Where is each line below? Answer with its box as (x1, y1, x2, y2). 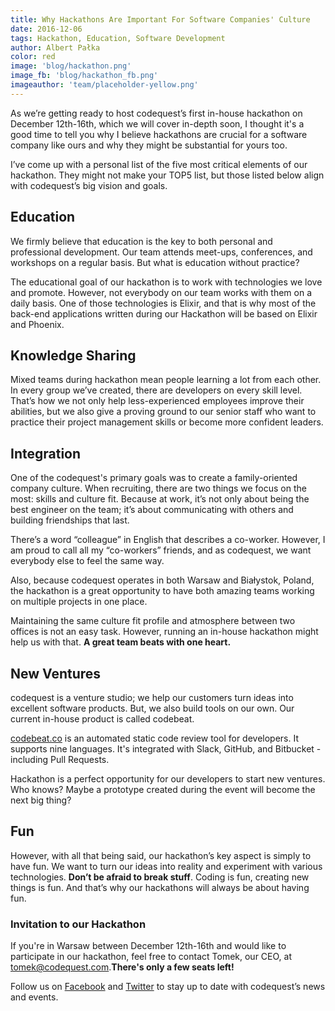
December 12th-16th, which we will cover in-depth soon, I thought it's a (10, 117, 305, 130)
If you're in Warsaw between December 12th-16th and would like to (10, 940, 287, 952)
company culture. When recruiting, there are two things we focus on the (10, 482, 307, 495)
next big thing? (10, 794, 72, 806)
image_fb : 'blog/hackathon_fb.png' (10, 71, 159, 81)
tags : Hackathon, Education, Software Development (10, 33, 226, 43)
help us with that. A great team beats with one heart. (10, 636, 232, 648)
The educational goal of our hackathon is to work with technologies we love (10, 276, 323, 288)
